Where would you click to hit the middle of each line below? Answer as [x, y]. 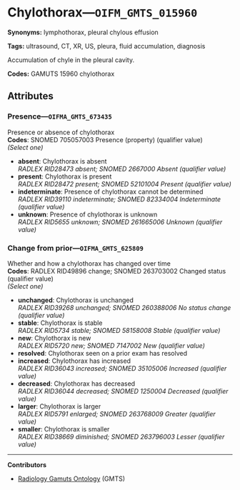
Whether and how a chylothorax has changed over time [89, 263]
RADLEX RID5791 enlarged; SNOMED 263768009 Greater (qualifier [116, 414]
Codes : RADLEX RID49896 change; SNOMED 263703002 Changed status [117, 271]
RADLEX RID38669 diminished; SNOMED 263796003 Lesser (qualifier [121, 436]
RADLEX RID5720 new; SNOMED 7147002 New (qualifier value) [111, 345]
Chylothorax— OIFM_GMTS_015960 [102, 12]
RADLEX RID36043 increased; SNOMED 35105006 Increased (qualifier [122, 368]
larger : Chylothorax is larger [59, 406]
